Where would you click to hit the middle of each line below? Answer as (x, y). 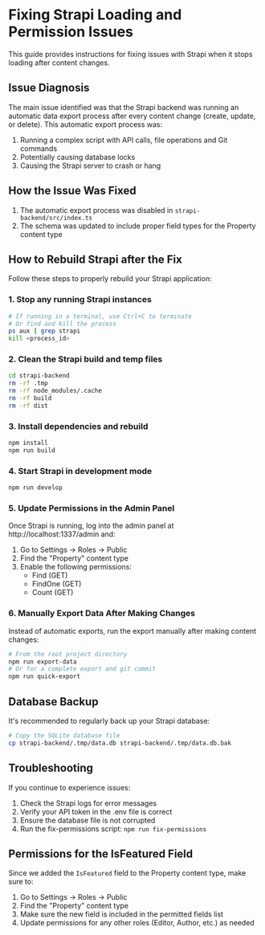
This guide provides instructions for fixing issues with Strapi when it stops (130, 54)
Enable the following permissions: (76, 567)
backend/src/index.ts (56, 218)
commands (39, 148)
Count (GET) (53, 593)
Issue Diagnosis (49, 88)
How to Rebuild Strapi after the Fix (95, 259)
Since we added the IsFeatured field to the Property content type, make (127, 873)
